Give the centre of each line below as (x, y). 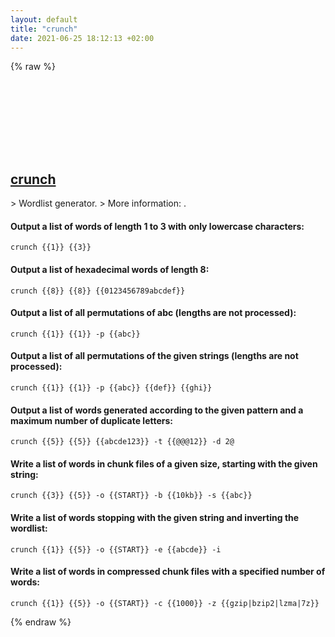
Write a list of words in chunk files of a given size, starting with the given (164, 463)
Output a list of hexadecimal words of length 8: (110, 269)
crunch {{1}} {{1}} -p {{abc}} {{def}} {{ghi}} (111, 388)
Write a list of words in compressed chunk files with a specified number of (168, 572)
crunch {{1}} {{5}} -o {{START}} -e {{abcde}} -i (116, 549)
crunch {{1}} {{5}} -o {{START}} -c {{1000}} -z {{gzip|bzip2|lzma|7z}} (165, 603)
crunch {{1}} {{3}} (51, 247)
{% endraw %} (41, 622)
